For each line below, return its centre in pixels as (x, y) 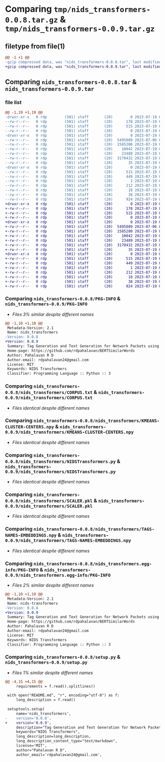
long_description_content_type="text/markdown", (67, 741)
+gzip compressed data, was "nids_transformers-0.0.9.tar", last (73, 67)
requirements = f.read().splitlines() (56, 686)
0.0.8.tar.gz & (36, 19)
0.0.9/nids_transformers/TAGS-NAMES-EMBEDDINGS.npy (68, 541)
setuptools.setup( (26, 709)
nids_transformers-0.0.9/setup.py (46, 663)
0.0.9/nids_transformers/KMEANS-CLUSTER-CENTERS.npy (69, 432)
